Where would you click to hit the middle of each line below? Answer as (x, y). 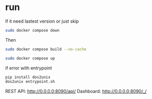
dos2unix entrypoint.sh (30, 82)
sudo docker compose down (32, 30)
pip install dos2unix (28, 77)
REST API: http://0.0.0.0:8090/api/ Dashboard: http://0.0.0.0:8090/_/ (76, 91)
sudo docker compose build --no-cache (46, 49)
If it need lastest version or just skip (42, 21)
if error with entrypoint (29, 68)
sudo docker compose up (30, 58)
